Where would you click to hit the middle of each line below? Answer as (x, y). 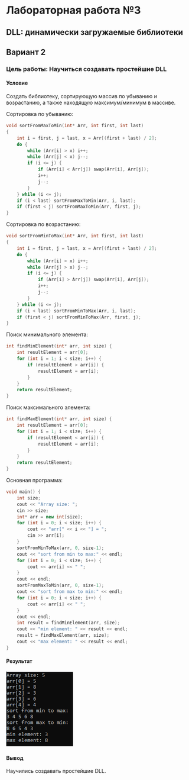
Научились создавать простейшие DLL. (56, 771)
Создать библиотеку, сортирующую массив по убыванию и (82, 96)
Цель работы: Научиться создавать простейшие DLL (87, 69)
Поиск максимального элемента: (48, 407)
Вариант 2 (26, 52)
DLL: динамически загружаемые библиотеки (94, 32)
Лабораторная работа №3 (74, 10)
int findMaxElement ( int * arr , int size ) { (59, 419)
